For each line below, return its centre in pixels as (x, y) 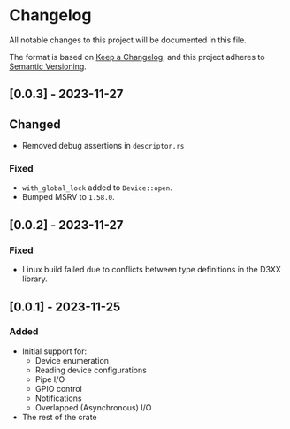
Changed (35, 124)
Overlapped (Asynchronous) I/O (93, 407)
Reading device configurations (91, 370)
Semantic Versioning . (48, 66)
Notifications (58, 398)
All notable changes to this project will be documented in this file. (128, 40)
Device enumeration (72, 360)
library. (35, 279)
